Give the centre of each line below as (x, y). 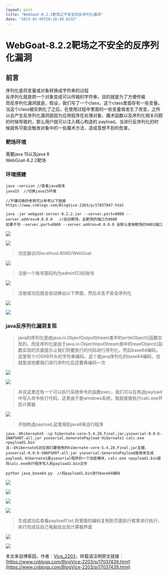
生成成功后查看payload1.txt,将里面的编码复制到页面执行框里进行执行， (90, 521)
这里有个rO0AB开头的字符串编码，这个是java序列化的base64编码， (87, 357)
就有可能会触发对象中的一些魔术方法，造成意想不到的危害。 (71, 128)
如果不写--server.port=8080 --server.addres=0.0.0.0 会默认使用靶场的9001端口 (84, 224)
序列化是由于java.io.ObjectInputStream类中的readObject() (99, 344)
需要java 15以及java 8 (27, 154)
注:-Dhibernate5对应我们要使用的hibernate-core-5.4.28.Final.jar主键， (77, 448)
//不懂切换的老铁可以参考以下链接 (36, 201)
